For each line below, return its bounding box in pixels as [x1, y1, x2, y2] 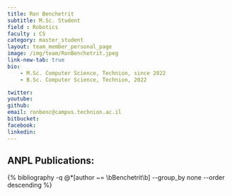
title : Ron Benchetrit [7, 10, 74, 18]
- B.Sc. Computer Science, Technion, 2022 [20, 76, 147, 83]
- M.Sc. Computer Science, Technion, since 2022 [20, 69, 166, 76]
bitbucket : [7, 115, 40, 122]
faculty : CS [7, 30, 46, 38]
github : [7, 102, 30, 110]
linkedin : [7, 128, 37, 135]
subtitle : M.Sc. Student [7, 17, 81, 24]
